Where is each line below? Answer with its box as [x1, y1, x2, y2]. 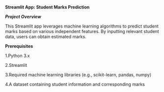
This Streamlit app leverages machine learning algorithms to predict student [5, 23, 159, 29]
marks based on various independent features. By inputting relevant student [5, 29, 160, 34]
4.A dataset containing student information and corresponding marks [5, 81, 145, 87]
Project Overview [5, 14, 42, 19]
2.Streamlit [5, 62, 27, 68]
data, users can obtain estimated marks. [5, 34, 87, 39]
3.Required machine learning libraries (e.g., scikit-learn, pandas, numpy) [5, 72, 152, 78]
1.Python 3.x [5, 53, 30, 59]
